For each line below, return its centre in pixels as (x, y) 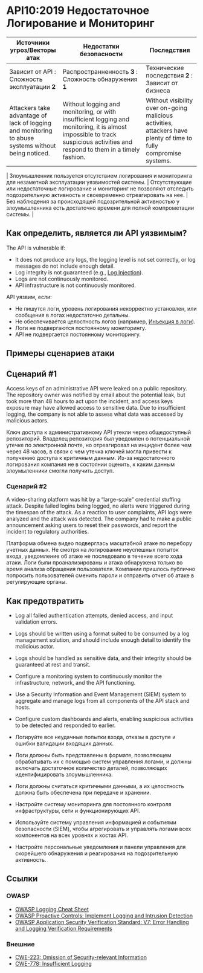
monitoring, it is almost (95, 126)
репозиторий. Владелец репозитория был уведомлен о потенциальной (98, 438)
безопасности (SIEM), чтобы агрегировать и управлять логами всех (103, 829)
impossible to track (89, 134)
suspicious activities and (98, 141)
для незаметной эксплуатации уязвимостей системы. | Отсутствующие (99, 182)
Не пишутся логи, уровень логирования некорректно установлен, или (106, 308)
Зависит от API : (33, 71)
